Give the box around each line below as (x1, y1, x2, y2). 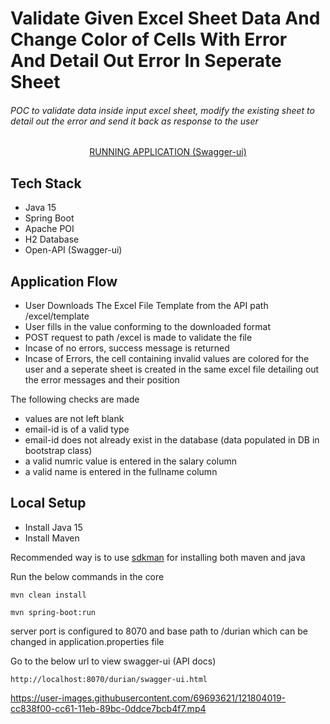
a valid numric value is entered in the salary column (24, 455, 237, 467)
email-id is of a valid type (24, 423, 130, 436)
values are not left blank (24, 413, 125, 425)
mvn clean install (10, 590, 87, 600)
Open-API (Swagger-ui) (24, 244, 123, 256)
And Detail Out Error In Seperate (10, 50, 282, 72)
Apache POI (24, 223, 75, 235)
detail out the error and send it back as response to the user (10, 115, 259, 127)
